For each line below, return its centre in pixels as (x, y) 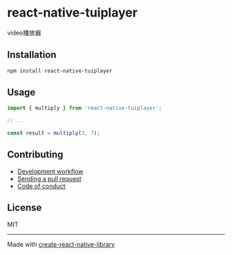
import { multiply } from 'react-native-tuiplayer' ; (85, 108)
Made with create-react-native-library (61, 244)
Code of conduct (41, 186)
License (25, 208)
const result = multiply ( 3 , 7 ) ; (54, 133)
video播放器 (24, 32)
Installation (32, 55)
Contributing (35, 154)
